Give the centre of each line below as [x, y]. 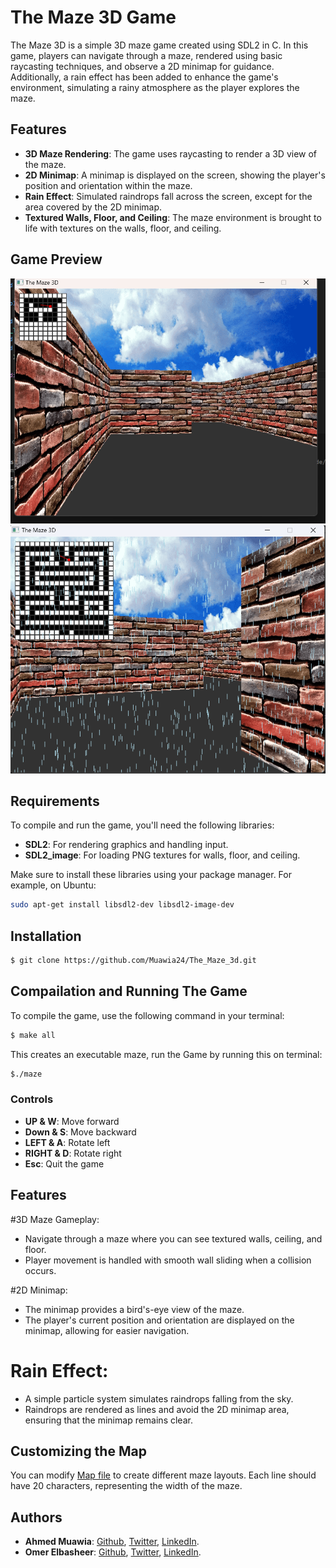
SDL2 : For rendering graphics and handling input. [126, 845]
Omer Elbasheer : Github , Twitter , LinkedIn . [113, 1552]
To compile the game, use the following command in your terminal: [147, 1015]
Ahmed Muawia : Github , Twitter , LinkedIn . [112, 1542]
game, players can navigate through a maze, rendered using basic [146, 55]
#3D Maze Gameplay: [55, 1219]
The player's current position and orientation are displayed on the [159, 1320]
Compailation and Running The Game [129, 991]
